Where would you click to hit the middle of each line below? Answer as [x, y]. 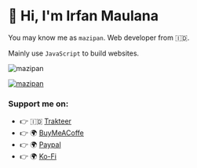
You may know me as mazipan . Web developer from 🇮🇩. [99, 38]
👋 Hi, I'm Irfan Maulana [84, 16]
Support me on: [38, 103]
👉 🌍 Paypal [40, 145]
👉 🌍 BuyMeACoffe [51, 133]
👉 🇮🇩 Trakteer [46, 121]
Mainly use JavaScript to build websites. [74, 53]
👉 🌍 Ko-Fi [38, 156]
